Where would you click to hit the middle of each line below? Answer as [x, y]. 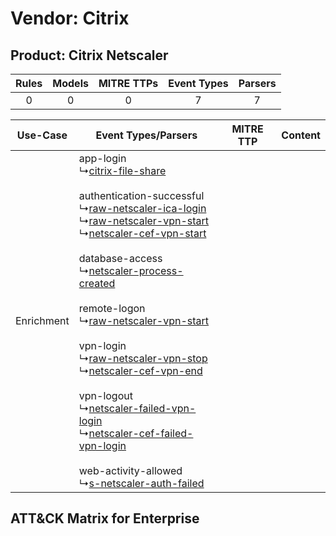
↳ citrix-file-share [122, 170]
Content [301, 135]
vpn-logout [105, 395]
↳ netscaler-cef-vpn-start [142, 233]
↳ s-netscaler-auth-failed [141, 483]
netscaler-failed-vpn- [142, 408]
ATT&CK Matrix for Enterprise [105, 518]
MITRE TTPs [128, 83]
